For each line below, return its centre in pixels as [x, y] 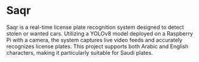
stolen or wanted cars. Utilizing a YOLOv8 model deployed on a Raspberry [100, 33]
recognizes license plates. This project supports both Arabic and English [97, 46]
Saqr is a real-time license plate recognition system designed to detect [95, 27]
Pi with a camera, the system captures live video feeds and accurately [95, 40]
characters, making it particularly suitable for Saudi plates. [80, 52]
